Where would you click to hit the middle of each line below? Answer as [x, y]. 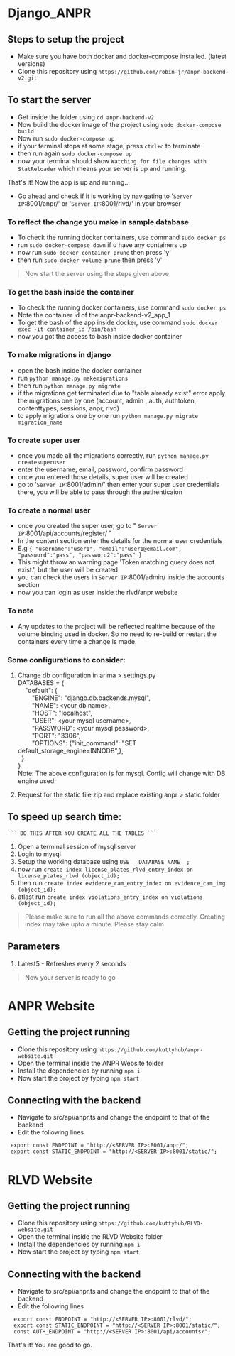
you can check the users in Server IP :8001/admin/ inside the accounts [121, 577]
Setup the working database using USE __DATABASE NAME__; [104, 861]
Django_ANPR [49, 13]
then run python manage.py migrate [69, 386]
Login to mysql [39, 854]
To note [21, 611]
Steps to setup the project [66, 39]
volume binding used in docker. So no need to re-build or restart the [117, 634]
